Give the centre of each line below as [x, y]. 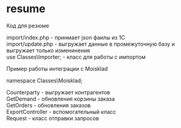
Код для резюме [28, 26]
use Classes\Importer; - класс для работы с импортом [76, 57]
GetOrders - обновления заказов [49, 105]
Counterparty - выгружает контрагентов [58, 92]
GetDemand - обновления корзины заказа [61, 99]
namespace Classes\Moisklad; [45, 80]
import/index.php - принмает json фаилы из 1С [66, 37]
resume [26, 9]
